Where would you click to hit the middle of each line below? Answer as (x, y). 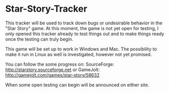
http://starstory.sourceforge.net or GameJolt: (53, 70)
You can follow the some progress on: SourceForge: (60, 64)
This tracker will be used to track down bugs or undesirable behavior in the (84, 23)
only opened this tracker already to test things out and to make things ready (85, 34)
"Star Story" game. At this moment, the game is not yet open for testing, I (82, 28)
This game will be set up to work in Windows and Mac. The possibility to (81, 49)
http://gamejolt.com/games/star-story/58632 (52, 75)
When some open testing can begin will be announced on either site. (77, 85)
